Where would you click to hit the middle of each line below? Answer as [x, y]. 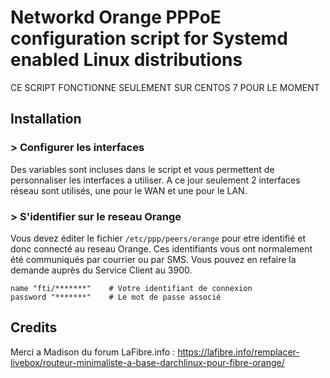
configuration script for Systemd [149, 38]
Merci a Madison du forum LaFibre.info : [93, 352]
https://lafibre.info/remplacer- [238, 352]
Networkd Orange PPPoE [116, 17]
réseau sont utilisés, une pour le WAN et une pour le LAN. [129, 190]
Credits [34, 327]
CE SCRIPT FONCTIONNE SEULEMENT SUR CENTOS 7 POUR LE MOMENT [165, 87]
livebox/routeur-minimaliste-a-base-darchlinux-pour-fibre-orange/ [147, 362]
